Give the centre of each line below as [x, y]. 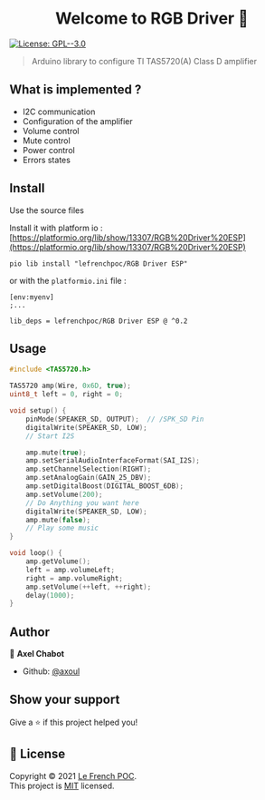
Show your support [65, 700]
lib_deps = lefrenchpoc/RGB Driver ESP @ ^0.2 [99, 321]
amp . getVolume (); [58, 561]
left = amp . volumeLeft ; [71, 570]
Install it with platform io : [56, 228]
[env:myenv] [32, 297]
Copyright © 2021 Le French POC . [73, 776]
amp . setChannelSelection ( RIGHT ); [89, 469]
